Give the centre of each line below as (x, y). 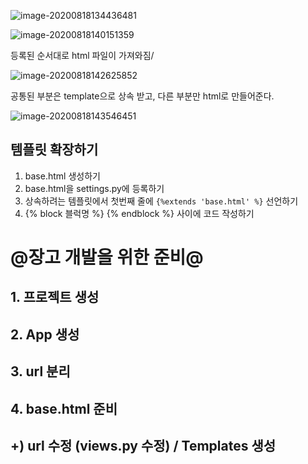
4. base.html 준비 (64, 408)
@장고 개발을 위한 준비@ (107, 257)
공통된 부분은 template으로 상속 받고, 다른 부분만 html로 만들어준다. (142, 96)
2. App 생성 (45, 334)
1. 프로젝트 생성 (55, 297)
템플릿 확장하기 (54, 150)
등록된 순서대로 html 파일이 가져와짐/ (82, 55)
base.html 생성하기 (62, 176)
